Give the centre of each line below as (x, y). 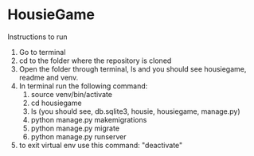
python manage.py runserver (78, 136)
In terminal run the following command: (83, 86)
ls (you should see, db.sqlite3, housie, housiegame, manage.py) (135, 111)
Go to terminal (42, 52)
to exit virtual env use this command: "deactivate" (101, 145)
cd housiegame (56, 103)
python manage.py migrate (75, 128)
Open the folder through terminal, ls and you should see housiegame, (133, 68)
